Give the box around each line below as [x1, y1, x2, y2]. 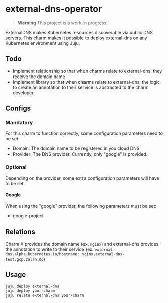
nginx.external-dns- [81, 251, 125, 257]
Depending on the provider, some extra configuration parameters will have [5, 175, 159, 181]
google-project [12, 212, 44, 219]
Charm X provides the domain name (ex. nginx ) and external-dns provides [5, 241, 159, 247]
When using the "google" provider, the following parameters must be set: [5, 203, 157, 209]
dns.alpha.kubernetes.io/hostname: [5, 251, 80, 257]
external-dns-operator [5, 3, 102, 15]
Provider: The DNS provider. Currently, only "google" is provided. [12, 151, 147, 157]
